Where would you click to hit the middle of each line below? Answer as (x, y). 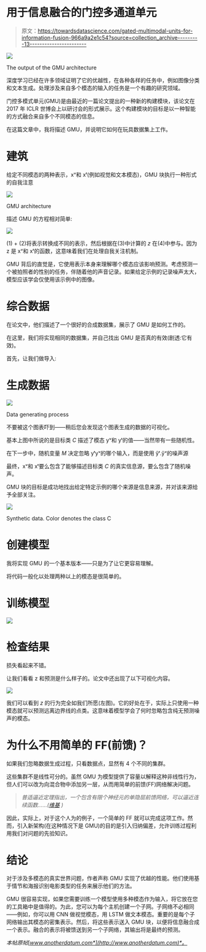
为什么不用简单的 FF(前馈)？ (77, 745)
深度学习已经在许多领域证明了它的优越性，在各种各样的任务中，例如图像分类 (103, 80)
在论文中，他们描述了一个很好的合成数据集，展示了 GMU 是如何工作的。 (97, 324)
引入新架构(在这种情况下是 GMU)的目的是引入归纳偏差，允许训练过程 (104, 826)
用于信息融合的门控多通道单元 (82, 13)
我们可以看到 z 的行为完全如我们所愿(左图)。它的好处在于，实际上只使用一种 (103, 703)
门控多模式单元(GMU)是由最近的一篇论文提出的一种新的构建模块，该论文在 (101, 101)
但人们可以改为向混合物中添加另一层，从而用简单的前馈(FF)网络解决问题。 (100, 784)
